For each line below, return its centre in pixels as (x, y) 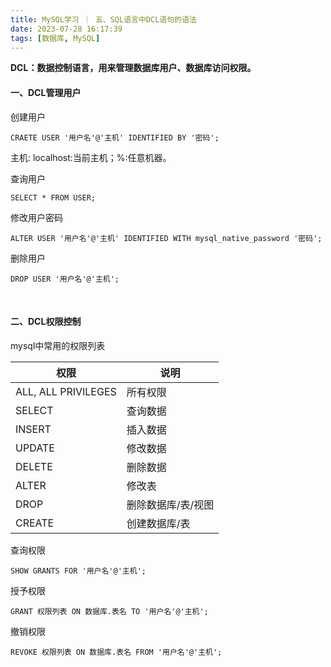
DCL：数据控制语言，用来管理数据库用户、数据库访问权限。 (133, 68)
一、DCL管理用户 (46, 92)
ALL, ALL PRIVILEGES (66, 391)
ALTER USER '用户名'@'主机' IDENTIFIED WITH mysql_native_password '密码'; (166, 238)
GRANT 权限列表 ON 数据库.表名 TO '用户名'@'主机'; (109, 611)
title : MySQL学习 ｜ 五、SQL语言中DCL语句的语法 (103, 19)
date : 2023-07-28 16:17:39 (66, 29)
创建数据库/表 (158, 523)
